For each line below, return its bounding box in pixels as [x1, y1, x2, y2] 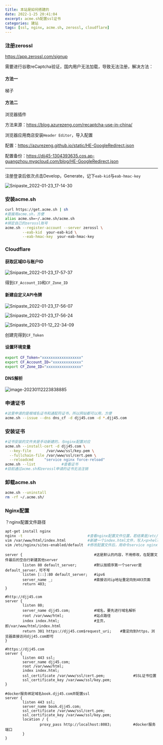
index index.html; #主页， [22, 618, 108, 623]
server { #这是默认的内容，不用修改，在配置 [5, 552, 154, 557]
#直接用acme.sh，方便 [5, 212, 45, 216]
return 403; [22, 581, 47, 587]
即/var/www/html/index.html [5, 624, 61, 628]
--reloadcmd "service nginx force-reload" [9, 457, 105, 462]
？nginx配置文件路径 [5, 519, 46, 525]
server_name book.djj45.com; [22, 704, 81, 709]
